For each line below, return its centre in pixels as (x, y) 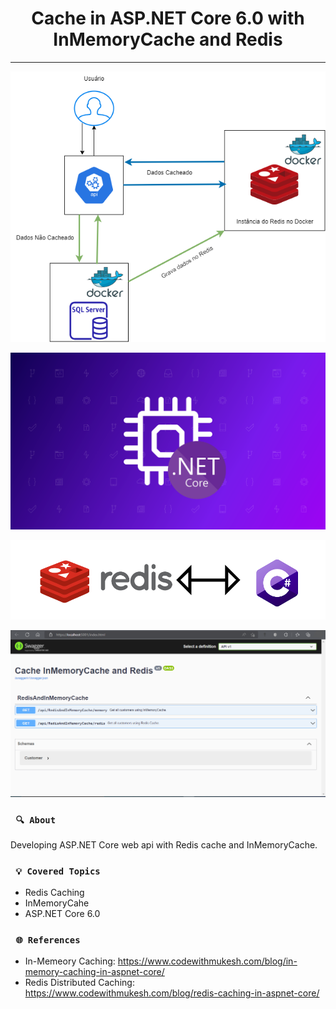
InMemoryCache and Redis (168, 39)
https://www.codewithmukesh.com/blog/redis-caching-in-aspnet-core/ (172, 993)
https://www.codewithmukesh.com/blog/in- (207, 961)
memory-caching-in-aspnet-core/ (94, 972)
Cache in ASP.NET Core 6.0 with (168, 18)
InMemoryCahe (57, 903)
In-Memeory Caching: (70, 961)
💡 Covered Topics (58, 871)
